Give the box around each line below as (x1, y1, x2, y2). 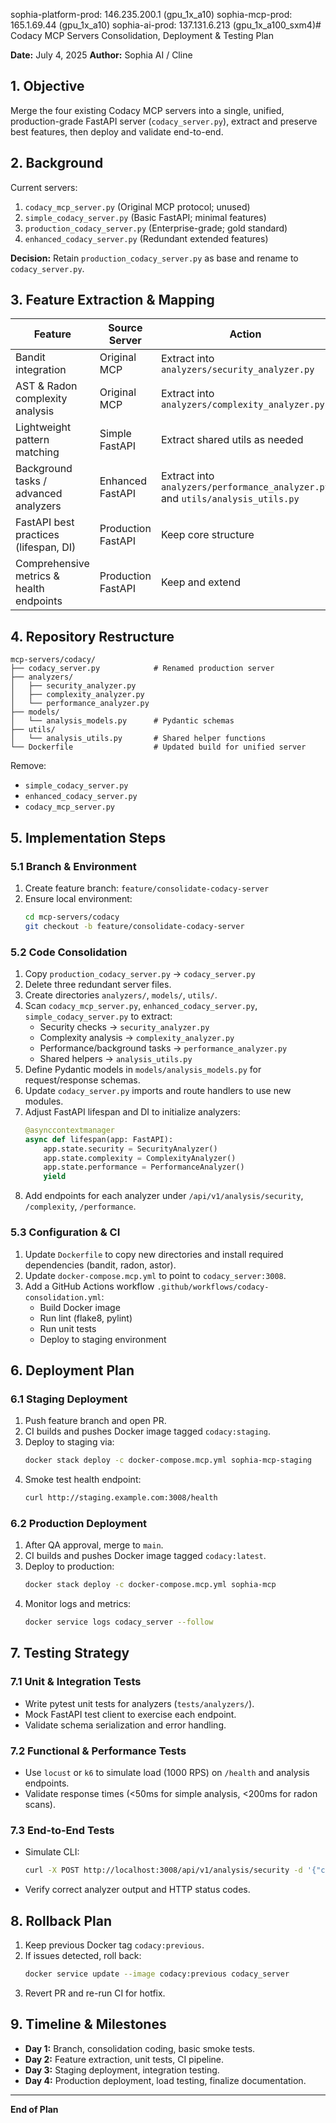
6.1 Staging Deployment (10, 1392, 128, 1406)
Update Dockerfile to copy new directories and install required (24, 1248, 284, 1260)
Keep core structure (160, 528, 255, 542)
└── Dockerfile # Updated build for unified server (10, 742, 307, 753)
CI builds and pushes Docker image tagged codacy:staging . (24, 1425, 271, 1438)
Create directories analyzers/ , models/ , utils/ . (24, 989, 218, 1001)
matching (15, 445, 60, 459)
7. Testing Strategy (10, 1645, 130, 1662)
